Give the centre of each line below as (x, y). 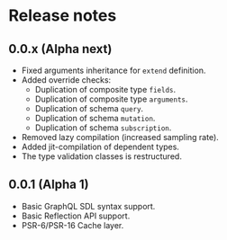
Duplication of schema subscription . (103, 128)
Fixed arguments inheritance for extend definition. (113, 70)
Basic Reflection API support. (76, 216)
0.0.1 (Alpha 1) (49, 185)
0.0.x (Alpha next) (60, 49)
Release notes (63, 16)
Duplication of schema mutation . (95, 118)
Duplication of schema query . (89, 108)
